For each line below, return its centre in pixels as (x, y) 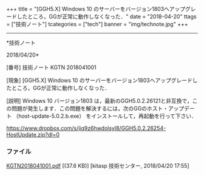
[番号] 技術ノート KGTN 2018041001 (51, 67)
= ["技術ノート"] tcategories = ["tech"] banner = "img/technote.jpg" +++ (97, 24)
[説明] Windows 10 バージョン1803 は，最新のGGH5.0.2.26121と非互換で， (99, 101)
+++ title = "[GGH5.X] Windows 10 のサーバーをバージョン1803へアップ (96, 9)
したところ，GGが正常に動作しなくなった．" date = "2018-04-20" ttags (107, 16)
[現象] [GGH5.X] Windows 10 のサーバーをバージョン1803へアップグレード (99, 80)
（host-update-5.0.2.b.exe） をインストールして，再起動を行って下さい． (105, 116)
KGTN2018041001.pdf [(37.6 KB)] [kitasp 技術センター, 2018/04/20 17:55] (98, 166)
